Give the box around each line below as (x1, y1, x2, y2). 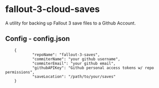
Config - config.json (5, 34, 70, 43)
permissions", (5, 69, 35, 74)
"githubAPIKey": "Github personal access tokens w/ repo (32, 65, 154, 70)
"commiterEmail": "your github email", (32, 61, 116, 66)
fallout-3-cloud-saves (5, 3, 100, 15)
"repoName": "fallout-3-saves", (32, 52, 100, 57)
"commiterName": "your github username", (32, 56, 121, 61)
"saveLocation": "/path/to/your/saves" (32, 74, 116, 79)
